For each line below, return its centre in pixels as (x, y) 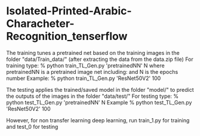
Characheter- (40, 24)
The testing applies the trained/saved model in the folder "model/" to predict (100, 89)
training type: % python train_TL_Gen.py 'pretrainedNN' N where (86, 65)
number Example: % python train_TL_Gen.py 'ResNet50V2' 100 (84, 78)
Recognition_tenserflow (67, 36)
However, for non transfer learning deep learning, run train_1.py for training (98, 120)
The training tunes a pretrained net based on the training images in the (93, 52)
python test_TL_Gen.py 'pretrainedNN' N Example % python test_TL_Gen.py (99, 102)
